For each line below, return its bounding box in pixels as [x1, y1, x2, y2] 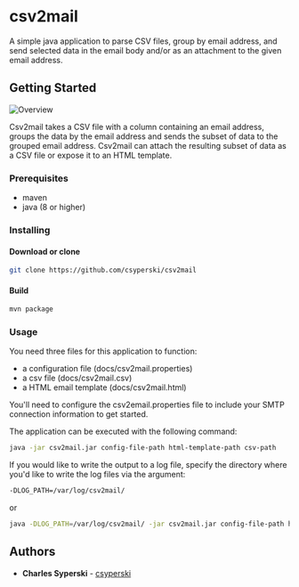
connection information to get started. [9, 409, 149, 420]
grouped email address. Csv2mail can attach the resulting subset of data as [9, 140, 287, 151]
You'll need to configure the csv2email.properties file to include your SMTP [9, 399, 285, 411]
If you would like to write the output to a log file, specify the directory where [9, 460, 287, 470]
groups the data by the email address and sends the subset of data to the [9, 131, 279, 142]
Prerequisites [9, 172, 69, 184]
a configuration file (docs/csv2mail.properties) [21, 363, 193, 374]
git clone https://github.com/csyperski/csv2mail [9, 265, 198, 275]
